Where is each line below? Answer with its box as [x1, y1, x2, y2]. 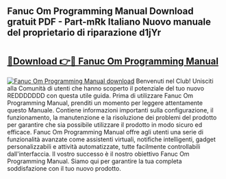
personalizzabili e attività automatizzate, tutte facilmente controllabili [7, 143, 201, 150]
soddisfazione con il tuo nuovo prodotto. [7, 165, 121, 172]
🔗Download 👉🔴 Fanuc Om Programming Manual [7, 55, 219, 67]
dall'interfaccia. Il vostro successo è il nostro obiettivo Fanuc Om [7, 150, 190, 158]
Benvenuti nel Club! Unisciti [136, 77, 214, 85]
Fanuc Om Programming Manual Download [7, 5, 194, 17]
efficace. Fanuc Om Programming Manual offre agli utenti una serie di [7, 128, 204, 136]
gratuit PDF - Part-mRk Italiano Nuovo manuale [7, 16, 211, 28]
